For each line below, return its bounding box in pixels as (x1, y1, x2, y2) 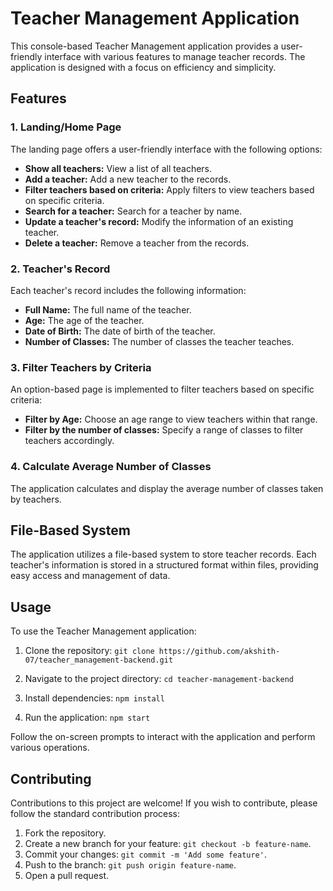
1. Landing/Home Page (10, 120, 122, 134)
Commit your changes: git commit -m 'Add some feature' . (24, 848, 267, 860)
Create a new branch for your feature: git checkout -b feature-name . (24, 837, 312, 849)
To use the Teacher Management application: (10, 625, 197, 637)
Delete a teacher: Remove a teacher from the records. (24, 237, 250, 249)
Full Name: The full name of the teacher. (24, 303, 192, 316)
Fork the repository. (24, 827, 107, 839)
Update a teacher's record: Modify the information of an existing (24, 215, 294, 227)
